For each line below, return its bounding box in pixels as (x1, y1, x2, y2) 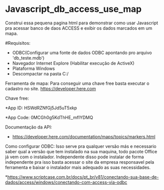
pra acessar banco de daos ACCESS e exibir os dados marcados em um (5, 25, 153, 31)
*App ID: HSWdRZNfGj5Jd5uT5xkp (5, 105, 77, 111)
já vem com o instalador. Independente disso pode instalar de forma (5, 154, 144, 160)
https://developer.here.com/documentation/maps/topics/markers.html (12, 133, 156, 139)
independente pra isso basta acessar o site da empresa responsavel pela (5, 159, 155, 165)
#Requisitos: (5, 40, 31, 46)
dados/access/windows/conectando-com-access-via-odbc (5, 179, 127, 185)
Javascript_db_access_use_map (5, 3, 142, 15)
